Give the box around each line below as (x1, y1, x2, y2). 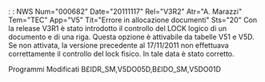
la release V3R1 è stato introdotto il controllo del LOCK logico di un (8, 24, 227, 33)
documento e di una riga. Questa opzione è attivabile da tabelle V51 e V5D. (8, 32, 255, 41)
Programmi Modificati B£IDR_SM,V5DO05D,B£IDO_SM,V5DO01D (8, 64, 222, 74)
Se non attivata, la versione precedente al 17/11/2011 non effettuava (8, 41, 230, 50)
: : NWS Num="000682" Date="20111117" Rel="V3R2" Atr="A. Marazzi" (8, 7, 243, 16)
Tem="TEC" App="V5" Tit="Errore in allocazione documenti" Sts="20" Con (8, 15, 258, 25)
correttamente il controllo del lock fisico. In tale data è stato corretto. (8, 49, 235, 58)
